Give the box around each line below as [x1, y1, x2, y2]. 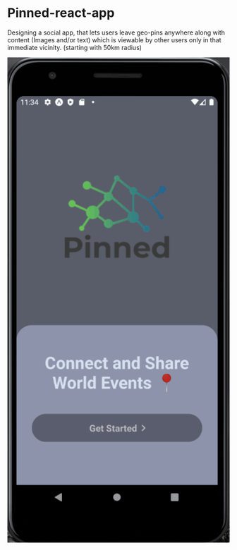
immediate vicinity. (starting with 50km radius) [7, 43, 142, 51]
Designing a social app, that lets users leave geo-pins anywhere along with [7, 28, 226, 37]
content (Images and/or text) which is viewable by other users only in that [7, 35, 221, 44]
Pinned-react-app [7, 5, 115, 21]
